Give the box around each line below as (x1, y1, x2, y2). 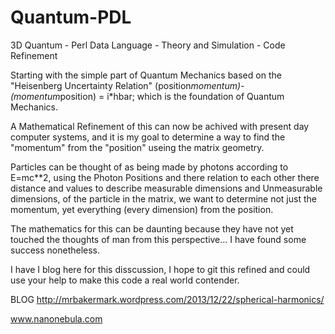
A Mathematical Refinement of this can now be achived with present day (10, 120, 310, 132)
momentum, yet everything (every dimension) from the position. (10, 203, 274, 215)
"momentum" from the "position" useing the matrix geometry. (10, 141, 265, 153)
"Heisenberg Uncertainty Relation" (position (10, 79, 192, 91)
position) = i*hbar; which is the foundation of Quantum (59, 90, 285, 102)
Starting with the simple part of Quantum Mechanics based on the (10, 69, 282, 81)
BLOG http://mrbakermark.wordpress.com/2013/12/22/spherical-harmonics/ (10, 293, 325, 305)
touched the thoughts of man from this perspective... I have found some (10, 233, 307, 245)
